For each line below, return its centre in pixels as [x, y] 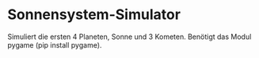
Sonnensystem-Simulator [94, 15]
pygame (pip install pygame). [55, 44]
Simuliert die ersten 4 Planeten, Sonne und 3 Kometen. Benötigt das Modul [129, 37]
